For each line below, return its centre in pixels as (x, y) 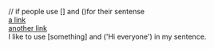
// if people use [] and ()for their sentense (77, 11)
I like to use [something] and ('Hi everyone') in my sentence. (107, 36)
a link (17, 20)
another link (28, 28)
